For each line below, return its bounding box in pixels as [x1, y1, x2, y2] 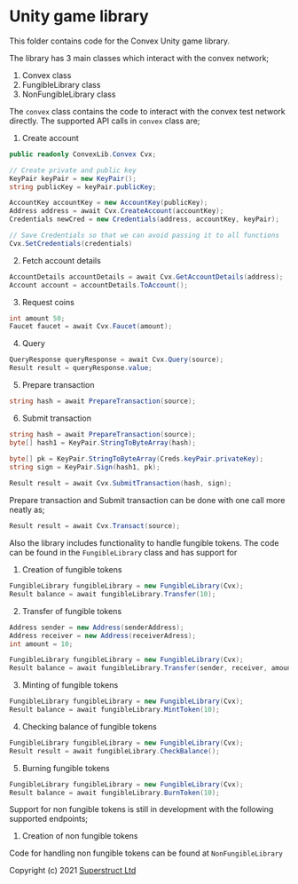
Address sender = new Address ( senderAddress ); [9, 623, 184, 632]
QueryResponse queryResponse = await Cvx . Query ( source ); [9, 355, 224, 365]
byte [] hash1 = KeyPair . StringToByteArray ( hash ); [9, 438, 197, 447]
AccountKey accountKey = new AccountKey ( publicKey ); [9, 198, 208, 208]
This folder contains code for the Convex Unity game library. [9, 36, 231, 46]
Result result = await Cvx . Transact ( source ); [9, 522, 180, 531]
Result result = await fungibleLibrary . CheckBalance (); [9, 746, 220, 755]
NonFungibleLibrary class [21, 89, 116, 99]
